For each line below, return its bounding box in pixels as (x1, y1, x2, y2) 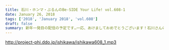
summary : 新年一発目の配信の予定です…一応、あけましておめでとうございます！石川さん (5, 26, 162, 31)
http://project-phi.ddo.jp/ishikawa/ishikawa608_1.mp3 (5, 39, 117, 45)
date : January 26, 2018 (5, 12, 55, 17)
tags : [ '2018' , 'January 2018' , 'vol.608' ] (5, 16, 98, 21)
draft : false (5, 21, 33, 26)
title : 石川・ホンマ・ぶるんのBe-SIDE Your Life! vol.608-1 (5, 7, 126, 12)
